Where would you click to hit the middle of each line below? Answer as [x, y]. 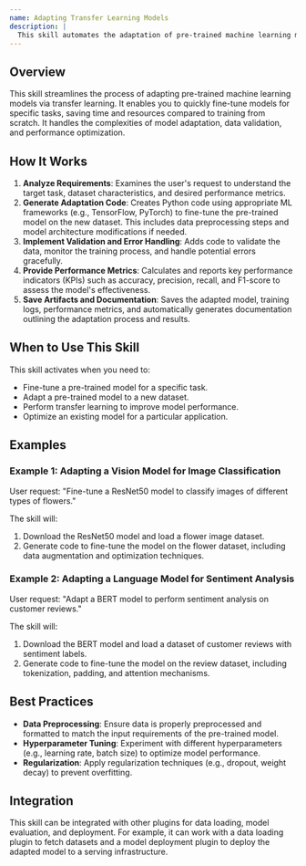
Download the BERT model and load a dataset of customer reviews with [157, 643]
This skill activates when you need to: [80, 370]
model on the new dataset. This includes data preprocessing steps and [156, 222]
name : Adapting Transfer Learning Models [89, 18]
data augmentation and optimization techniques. [113, 555]
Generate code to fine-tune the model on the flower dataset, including [154, 546]
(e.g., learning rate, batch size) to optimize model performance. [142, 753]
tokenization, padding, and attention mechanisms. [116, 673]
